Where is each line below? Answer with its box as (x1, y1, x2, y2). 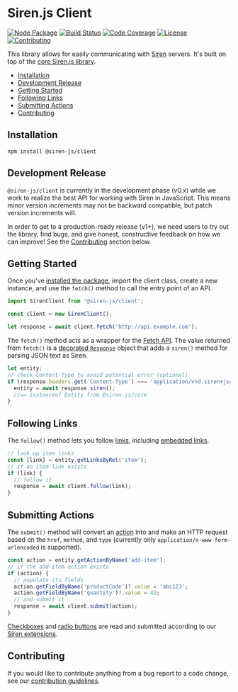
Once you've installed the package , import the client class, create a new (7, 276, 218, 285)
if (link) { (7, 470, 42, 477)
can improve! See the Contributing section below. (7, 237, 152, 246)
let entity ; (7, 365, 42, 372)
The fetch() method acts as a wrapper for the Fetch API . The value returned (7, 336, 230, 344)
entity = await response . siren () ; (13, 385, 115, 392)
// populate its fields (13, 576, 84, 584)
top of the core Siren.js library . (7, 57, 96, 65)
